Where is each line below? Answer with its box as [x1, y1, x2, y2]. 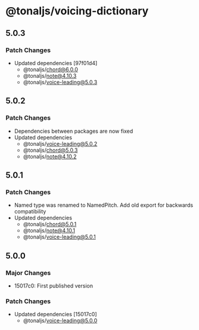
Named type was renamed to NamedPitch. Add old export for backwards [14, 201, 194, 209]
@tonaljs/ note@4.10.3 [23, 72, 77, 79]
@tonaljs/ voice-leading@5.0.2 [23, 140, 98, 147]
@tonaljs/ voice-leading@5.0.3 [23, 78, 98, 85]
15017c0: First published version [14, 282, 94, 289]
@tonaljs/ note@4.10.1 [23, 227, 76, 234]
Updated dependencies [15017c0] [14, 311, 97, 318]
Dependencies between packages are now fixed [14, 127, 133, 135]
